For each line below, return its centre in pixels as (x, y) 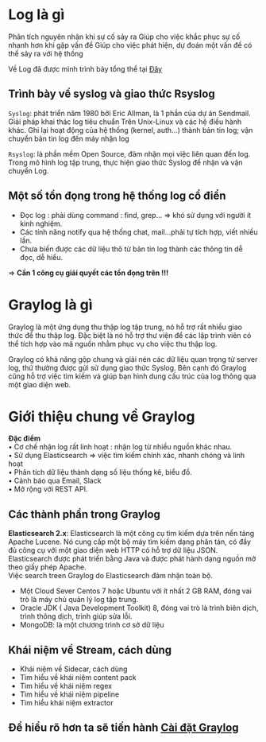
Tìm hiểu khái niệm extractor (66, 703)
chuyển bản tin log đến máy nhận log (69, 138)
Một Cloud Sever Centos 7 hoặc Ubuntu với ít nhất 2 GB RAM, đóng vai (135, 591)
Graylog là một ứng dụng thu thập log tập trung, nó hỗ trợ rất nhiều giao (125, 327)
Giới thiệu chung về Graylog (102, 416)
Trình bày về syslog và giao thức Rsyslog (112, 94)
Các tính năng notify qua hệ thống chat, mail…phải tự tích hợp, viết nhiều (139, 231)
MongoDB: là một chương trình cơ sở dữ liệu (92, 625)
